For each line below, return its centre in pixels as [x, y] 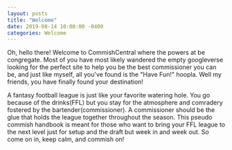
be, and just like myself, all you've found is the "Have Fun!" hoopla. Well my [114, 75]
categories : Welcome [37, 33]
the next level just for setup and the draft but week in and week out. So [108, 132]
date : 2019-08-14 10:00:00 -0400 [55, 26]
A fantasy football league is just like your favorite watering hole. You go [109, 95]
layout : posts [28, 13]
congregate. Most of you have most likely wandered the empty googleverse [115, 60]
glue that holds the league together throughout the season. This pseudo [110, 118]
